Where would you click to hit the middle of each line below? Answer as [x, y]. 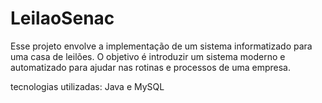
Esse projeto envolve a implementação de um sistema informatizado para [161, 46]
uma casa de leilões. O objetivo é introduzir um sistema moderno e [148, 56]
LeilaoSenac [62, 18]
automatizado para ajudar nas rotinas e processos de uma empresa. [150, 67]
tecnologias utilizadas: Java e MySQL [87, 86]
